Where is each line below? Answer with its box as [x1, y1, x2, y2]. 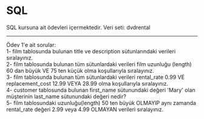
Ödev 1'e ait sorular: [6, 41, 56, 49]
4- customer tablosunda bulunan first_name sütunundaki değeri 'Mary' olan [6, 86, 195, 93]
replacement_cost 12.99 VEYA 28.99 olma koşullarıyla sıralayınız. [6, 80, 169, 87]
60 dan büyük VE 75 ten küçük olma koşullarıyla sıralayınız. [6, 67, 154, 74]
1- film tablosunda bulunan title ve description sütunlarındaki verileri [6, 47, 176, 55]
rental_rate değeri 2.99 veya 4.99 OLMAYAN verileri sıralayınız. [6, 106, 164, 113]
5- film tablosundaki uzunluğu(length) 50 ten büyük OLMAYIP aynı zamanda [6, 99, 196, 106]
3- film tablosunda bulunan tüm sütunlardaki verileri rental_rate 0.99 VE [6, 73, 185, 81]
